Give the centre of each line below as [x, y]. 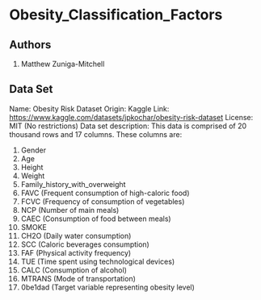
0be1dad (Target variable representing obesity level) [107, 287]
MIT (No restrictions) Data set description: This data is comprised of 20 [128, 126]
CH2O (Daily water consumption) [76, 235]
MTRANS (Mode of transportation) [78, 278]
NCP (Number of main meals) [70, 210]
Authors [30, 45]
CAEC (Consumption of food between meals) [96, 219]
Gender [34, 150]
